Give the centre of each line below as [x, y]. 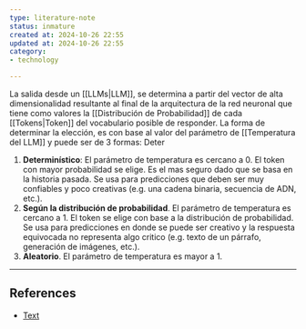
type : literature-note [52, 18]
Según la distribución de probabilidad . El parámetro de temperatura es [157, 208]
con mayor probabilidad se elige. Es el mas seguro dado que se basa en [158, 169]
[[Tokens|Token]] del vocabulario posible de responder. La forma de [138, 123]
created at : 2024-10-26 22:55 [67, 35]
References [43, 293]
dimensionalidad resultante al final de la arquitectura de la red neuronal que [151, 104]
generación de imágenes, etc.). [81, 247]
